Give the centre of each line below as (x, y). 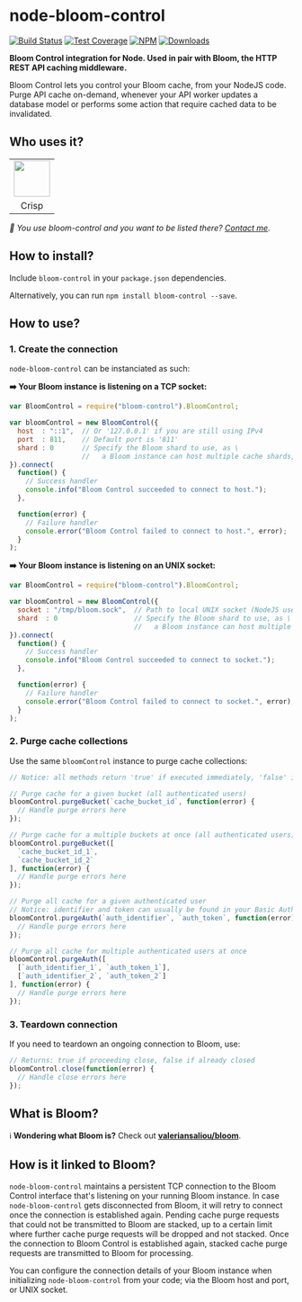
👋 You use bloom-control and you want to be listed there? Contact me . (140, 228)
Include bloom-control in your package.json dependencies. (118, 278)
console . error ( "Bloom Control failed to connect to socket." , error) (159, 701)
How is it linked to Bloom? (83, 1165)
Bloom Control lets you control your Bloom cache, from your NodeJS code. (148, 85)
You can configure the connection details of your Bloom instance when (141, 1271)
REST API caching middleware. (68, 67)
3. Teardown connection (64, 1024)
